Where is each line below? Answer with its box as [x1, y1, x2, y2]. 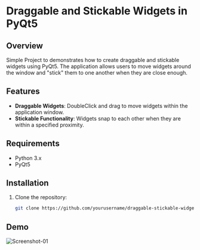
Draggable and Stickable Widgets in [6, 4, 188, 18]
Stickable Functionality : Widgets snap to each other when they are [14, 115, 181, 122]
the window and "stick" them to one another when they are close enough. [6, 69, 188, 76]
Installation [6, 178, 49, 189]
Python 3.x [14, 154, 42, 162]
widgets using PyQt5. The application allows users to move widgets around [6, 63, 191, 70]
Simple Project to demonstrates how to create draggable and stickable [6, 57, 180, 63]
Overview [6, 41, 44, 51]
